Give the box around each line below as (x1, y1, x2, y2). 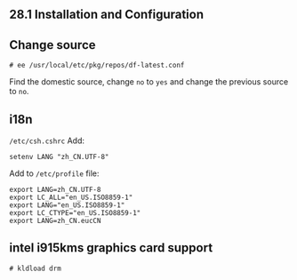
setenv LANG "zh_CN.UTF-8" (9, 153, 109, 162)
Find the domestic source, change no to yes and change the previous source (9, 76, 289, 87)
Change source (9, 37, 96, 52)
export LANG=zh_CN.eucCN (9, 217, 101, 226)
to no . (9, 86, 29, 97)
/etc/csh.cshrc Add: (9, 135, 85, 146)
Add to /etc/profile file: (9, 168, 100, 179)
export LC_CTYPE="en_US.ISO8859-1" (9, 209, 141, 218)
